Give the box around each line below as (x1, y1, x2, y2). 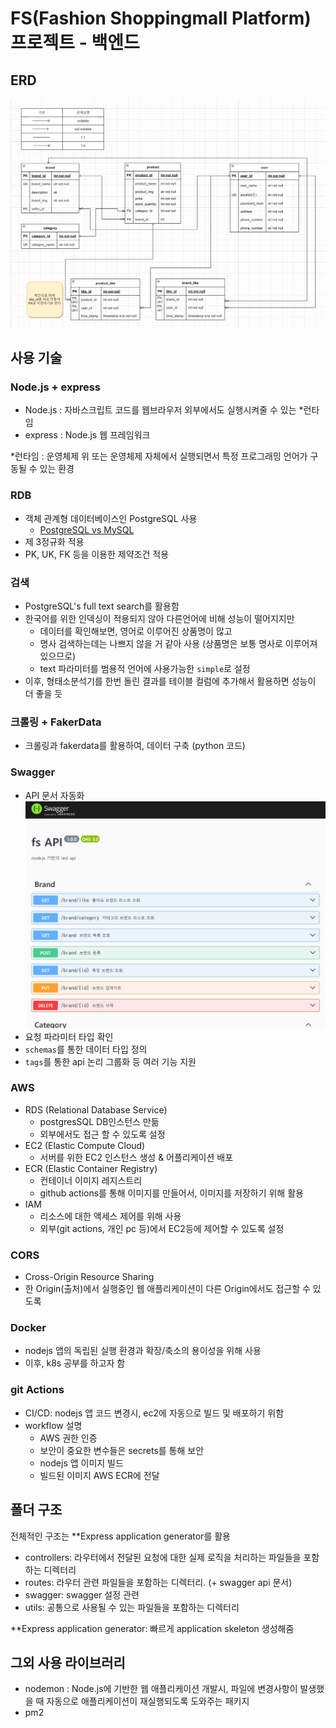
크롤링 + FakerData (10, 715, 102, 729)
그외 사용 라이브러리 (10, 1654, 126, 1671)
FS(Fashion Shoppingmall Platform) (10, 7, 312, 30)
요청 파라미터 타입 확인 (24, 1030, 114, 1042)
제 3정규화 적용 (24, 535, 85, 547)
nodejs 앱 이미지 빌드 (39, 1457, 124, 1469)
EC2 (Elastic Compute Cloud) (24, 1139, 146, 1151)
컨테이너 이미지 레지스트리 (39, 1174, 143, 1186)
